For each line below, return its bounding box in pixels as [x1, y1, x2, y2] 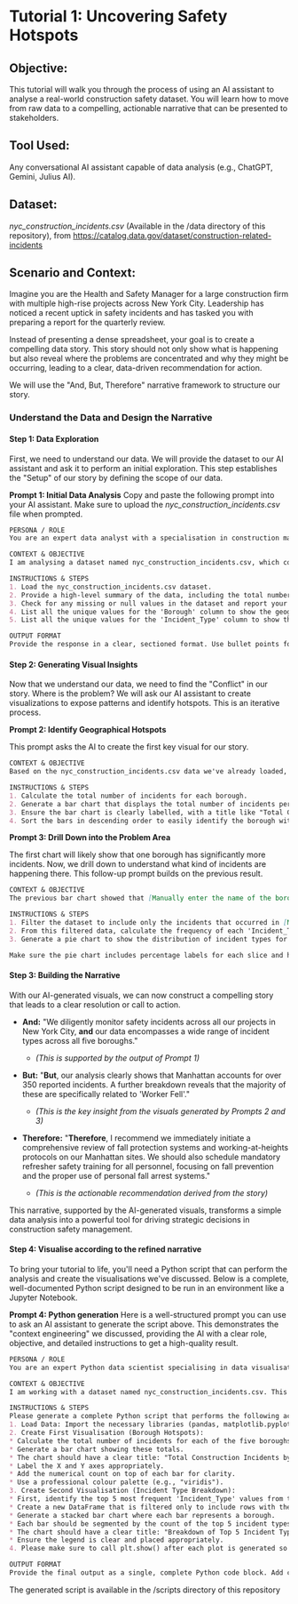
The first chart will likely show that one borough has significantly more [9, 849, 266, 860]
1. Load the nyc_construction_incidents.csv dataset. [9, 582, 213, 591]
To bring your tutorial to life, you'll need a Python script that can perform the [9, 1263, 288, 1274]
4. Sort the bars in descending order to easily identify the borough [9, 816, 276, 825]
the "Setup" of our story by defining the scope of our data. [9, 472, 223, 483]
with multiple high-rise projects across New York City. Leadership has [9, 298, 264, 309]
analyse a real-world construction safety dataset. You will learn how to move [9, 93, 289, 104]
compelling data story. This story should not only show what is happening [9, 344, 279, 355]
